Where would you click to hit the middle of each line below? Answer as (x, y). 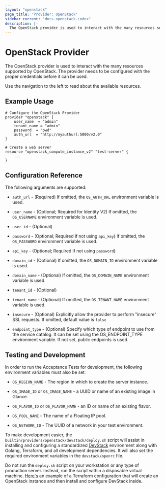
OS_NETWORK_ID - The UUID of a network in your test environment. (78, 425)
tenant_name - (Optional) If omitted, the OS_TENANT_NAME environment (81, 299)
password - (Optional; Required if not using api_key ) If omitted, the (79, 236)
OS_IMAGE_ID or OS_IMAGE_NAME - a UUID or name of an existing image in (84, 391)
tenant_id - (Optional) (34, 290)
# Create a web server (28, 147)
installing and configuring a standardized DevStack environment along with (81, 445)
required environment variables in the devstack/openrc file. (64, 455)
